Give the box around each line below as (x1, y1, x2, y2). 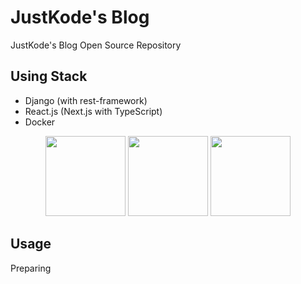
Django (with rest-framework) (24, 94, 148, 106)
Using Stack (10, 68, 88, 85)
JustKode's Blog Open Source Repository (10, 39, 182, 51)
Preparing (10, 262, 52, 274)
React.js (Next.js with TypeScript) (24, 105, 163, 117)
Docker (24, 116, 56, 128)
